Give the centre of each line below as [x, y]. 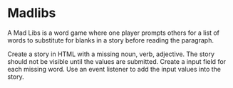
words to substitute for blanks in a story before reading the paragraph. [110, 40]
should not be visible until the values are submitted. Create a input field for [117, 61]
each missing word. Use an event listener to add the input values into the [114, 69]
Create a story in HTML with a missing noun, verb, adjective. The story [111, 54]
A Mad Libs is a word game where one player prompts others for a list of [113, 33]
